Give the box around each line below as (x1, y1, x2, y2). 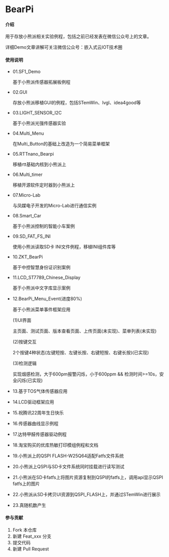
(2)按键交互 (12, 339, 37, 345)
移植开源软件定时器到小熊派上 (12, 181, 75, 188)
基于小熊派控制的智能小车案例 (12, 223, 75, 229)
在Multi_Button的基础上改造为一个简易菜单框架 (12, 140, 110, 146)
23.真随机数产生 (12, 502, 47, 508)
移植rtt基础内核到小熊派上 (12, 161, 67, 167)
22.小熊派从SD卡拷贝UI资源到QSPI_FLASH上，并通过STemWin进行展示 (12, 491, 161, 497)
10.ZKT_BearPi (12, 253, 43, 259)
